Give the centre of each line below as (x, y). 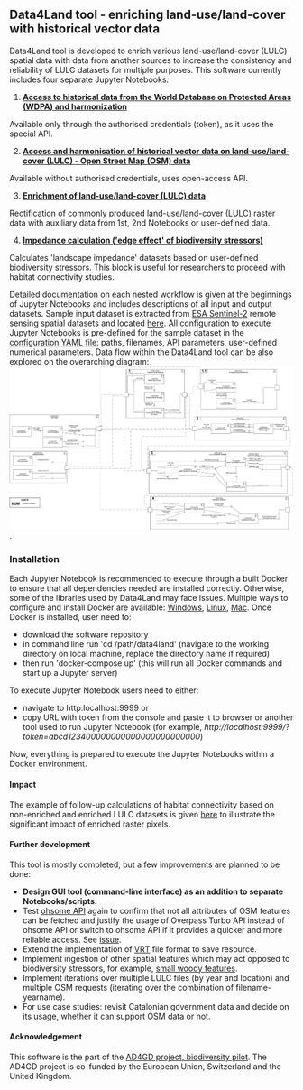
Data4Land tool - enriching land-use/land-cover (147, 15)
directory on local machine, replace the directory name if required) (146, 654)
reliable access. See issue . (72, 939)
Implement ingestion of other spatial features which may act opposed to (156, 958)
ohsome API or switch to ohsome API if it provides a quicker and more (152, 929)
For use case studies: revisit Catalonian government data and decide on (156, 1006)
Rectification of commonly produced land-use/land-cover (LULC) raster (142, 213)
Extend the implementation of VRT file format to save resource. (139, 949)
